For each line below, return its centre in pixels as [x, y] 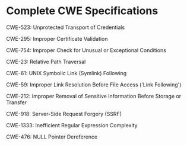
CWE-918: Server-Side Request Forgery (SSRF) [64, 114]
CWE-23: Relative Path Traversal [46, 62]
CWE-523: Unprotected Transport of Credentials [66, 27]
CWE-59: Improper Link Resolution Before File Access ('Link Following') [94, 85]
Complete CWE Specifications [82, 11]
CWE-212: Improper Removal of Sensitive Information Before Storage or [94, 96]
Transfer [17, 102]
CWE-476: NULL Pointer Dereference [52, 137]
